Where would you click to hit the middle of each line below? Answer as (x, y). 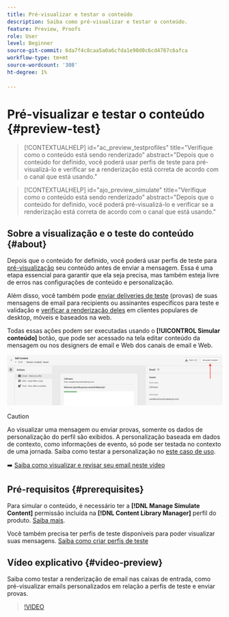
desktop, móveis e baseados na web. (59, 318)
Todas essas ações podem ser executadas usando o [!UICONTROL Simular (114, 331)
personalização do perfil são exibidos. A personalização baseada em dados (114, 437)
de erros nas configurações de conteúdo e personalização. (91, 282)
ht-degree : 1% (27, 72)
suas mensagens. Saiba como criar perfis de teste (78, 541)
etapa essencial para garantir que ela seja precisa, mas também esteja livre (113, 275)
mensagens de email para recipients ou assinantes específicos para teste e (113, 303)
